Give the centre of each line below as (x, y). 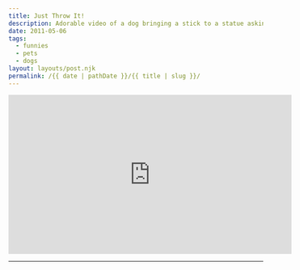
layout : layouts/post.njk (52, 69)
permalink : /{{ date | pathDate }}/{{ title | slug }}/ (104, 76)
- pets (27, 53)
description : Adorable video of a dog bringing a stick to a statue (126, 23)
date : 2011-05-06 (38, 31)
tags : (17, 38)
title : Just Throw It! (46, 16)
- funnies (32, 46)
